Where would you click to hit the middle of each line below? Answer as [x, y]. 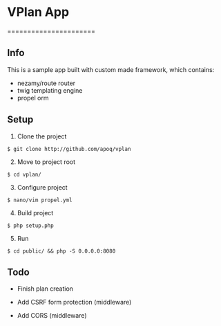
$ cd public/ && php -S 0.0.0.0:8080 [61, 251]
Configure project [42, 187]
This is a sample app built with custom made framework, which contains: [111, 69]
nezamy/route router [46, 83]
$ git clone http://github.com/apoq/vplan [69, 149]
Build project [35, 212]
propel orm [33, 98]
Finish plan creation [45, 289]
